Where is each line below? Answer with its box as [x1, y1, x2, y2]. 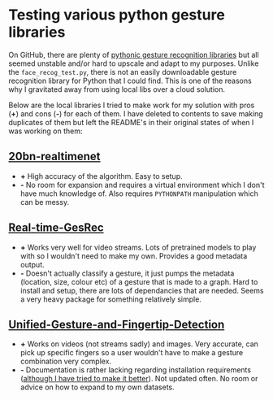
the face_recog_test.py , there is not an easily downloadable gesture [8, 67, 237, 76]
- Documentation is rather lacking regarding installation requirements [19, 365, 252, 375]
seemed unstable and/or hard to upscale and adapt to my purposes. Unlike [8, 59, 259, 68]
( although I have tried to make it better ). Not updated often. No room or [19, 374, 258, 384]
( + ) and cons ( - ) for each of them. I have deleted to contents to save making [8, 108, 263, 119]
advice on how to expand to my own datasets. [19, 382, 175, 392]
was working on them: [8, 126, 83, 136]
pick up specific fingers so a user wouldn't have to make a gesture [19, 348, 244, 358]
